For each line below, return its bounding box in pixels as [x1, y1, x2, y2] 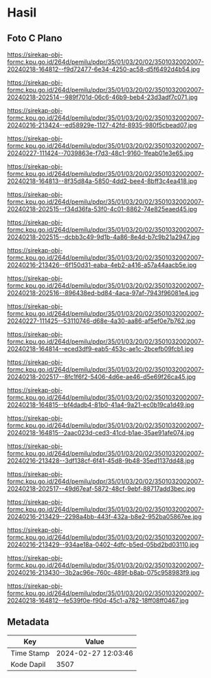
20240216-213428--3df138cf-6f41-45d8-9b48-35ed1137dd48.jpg [7, 456, 195, 465]
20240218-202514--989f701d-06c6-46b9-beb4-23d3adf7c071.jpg [7, 93, 198, 101]
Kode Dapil [10, 659, 46, 669]
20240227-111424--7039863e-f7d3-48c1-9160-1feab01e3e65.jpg [7, 149, 194, 157]
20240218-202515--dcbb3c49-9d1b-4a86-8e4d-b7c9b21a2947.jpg [7, 233, 200, 241]
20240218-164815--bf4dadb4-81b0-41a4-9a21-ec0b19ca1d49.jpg [7, 401, 195, 409]
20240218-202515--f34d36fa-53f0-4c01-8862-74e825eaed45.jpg [7, 205, 197, 213]
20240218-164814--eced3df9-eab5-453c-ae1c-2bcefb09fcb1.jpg [7, 345, 194, 352]
